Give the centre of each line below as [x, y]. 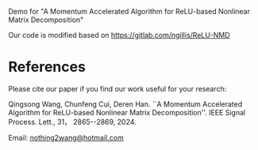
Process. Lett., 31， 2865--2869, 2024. [72, 122]
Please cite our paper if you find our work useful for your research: [117, 88]
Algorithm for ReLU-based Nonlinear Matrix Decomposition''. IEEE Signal [127, 112]
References [47, 67]
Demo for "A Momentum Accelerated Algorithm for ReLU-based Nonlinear [129, 11]
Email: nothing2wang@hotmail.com [66, 137]
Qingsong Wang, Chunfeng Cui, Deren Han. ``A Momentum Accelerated [125, 104]
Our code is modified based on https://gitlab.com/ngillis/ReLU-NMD [119, 35]
